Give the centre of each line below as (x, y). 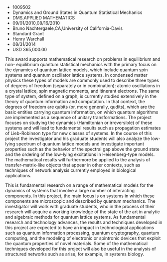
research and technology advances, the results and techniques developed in (84, 222)
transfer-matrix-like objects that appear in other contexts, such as (73, 165)
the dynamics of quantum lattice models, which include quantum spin (77, 70)
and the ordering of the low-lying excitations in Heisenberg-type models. (80, 154)
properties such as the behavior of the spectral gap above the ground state (82, 149)
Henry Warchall (28, 39)
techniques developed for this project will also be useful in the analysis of (81, 249)
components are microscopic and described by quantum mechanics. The (80, 201)
